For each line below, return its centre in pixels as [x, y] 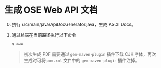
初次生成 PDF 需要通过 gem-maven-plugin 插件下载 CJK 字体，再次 [90, 54]
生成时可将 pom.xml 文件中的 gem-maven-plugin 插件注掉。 [82, 60]
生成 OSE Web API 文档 [51, 10]
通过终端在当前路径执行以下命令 [44, 35]
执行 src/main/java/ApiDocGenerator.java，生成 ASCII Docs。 [73, 24]
